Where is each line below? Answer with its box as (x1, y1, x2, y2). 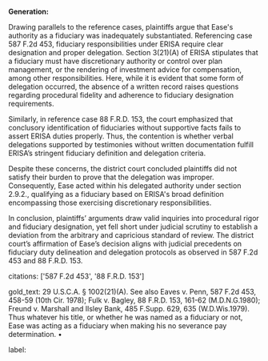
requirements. (8, 99, 54, 108)
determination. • (8, 330, 62, 339)
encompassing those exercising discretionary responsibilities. (8, 198, 212, 207)
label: (8, 345, 26, 355)
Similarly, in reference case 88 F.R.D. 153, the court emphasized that (8, 114, 234, 123)
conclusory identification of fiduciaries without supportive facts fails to (8, 123, 242, 132)
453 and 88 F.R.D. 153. (8, 256, 83, 265)
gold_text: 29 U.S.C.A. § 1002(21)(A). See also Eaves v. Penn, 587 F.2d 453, (8, 287, 257, 296)
